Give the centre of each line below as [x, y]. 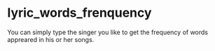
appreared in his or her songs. [51, 39]
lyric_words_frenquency [79, 13]
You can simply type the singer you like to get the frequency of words [108, 32]
